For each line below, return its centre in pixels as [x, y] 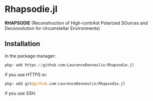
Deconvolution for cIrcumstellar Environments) [52, 28]
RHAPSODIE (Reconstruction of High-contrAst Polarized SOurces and [76, 23]
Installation [22, 44]
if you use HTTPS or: [26, 74]
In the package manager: [30, 56]
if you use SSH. [20, 93]
